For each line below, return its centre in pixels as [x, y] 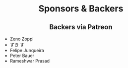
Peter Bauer [22, 56]
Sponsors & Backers [81, 9]
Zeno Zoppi [22, 39]
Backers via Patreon [81, 27]
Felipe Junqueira [27, 50]
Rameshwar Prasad [30, 61]
